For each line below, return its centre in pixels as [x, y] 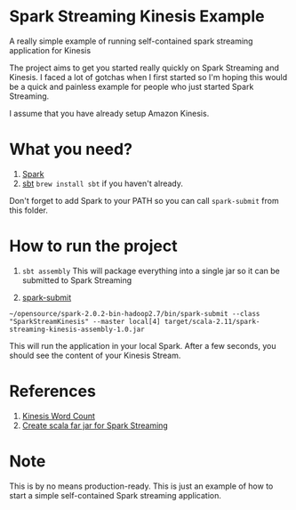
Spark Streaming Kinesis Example [137, 16]
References [52, 391]
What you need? [71, 150]
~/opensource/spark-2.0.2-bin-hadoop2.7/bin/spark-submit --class [135, 313]
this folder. [29, 210]
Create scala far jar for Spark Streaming [95, 425]
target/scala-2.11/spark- [212, 321]
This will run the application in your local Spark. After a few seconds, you [143, 345]
